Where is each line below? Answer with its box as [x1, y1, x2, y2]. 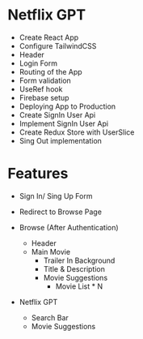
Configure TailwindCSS [19, 41, 97, 50]
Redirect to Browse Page [19, 207, 103, 217]
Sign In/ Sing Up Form [19, 191, 93, 200]
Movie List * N [55, 281, 103, 291]
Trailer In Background [43, 255, 116, 265]
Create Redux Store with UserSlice [19, 127, 135, 137]
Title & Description [43, 264, 106, 273]
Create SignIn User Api [19, 109, 96, 119]
